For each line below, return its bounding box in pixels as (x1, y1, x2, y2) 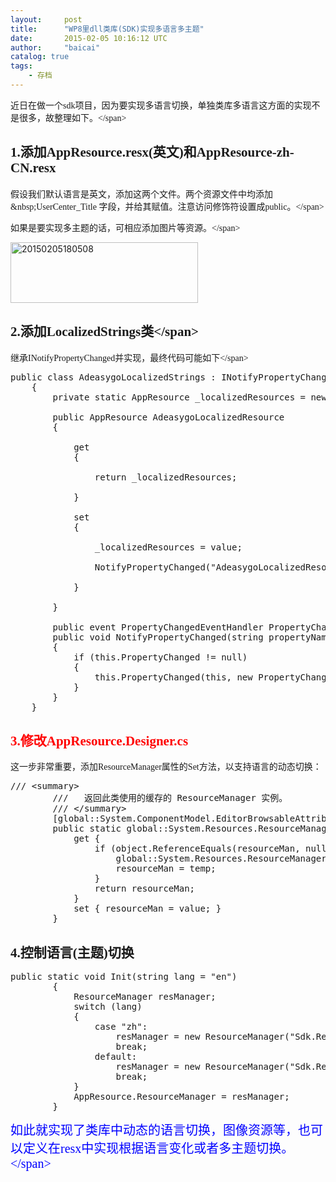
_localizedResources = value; (94, 541, 243, 553)
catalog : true (10, 52, 70, 62)
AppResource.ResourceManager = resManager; (73, 1091, 290, 1103)
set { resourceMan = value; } (73, 903, 222, 915)
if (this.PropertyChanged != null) (73, 651, 248, 663)
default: (94, 1051, 138, 1063)
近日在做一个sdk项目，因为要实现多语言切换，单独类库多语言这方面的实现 (10, 100, 312, 111)
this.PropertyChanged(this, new (94, 671, 253, 683)
